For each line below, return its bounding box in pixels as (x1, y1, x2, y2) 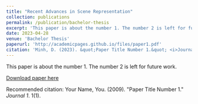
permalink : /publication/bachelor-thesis (6, 19, 110, 25)
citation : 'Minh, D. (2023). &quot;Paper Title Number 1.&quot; (6, 47, 167, 53)
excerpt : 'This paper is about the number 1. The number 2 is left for (6, 25, 186, 31)
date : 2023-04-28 (6, 31, 49, 36)
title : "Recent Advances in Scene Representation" (6, 8, 133, 15)
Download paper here (6, 74, 59, 81)
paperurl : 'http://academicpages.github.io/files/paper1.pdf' (6, 42, 162, 48)
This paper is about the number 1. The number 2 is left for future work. (6, 63, 177, 70)
